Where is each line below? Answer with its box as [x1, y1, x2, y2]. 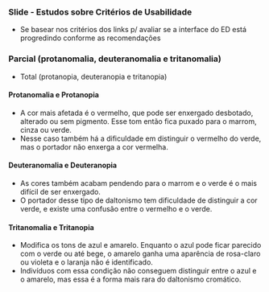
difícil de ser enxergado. [19, 187, 101, 196]
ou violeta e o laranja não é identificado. [19, 257, 153, 267]
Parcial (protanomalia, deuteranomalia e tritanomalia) [8, 53, 221, 64]
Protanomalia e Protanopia [8, 90, 99, 100]
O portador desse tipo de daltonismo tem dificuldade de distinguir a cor [19, 195, 258, 205]
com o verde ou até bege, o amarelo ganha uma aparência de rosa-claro [19, 249, 261, 259]
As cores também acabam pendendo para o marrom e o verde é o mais [19, 179, 258, 187]
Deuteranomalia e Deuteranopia [8, 160, 118, 171]
